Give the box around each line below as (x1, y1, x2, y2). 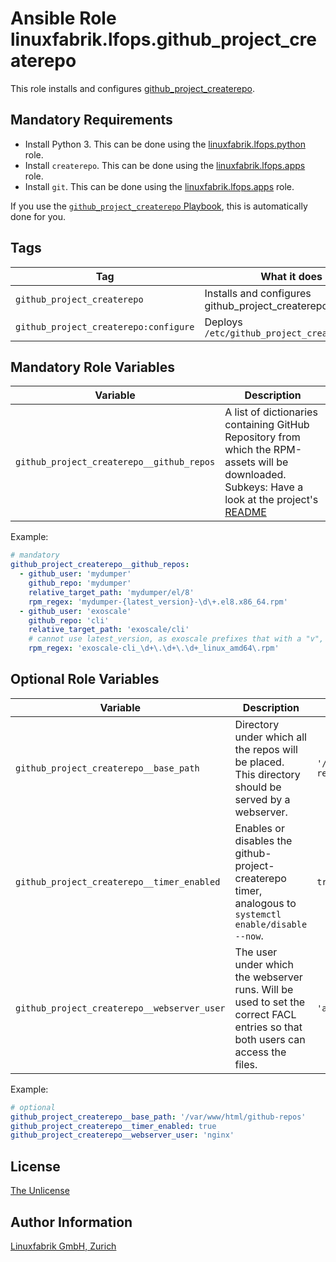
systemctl (234, 908, 282, 920)
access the (234, 1045, 287, 1059)
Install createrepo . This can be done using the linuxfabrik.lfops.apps (24, 159, 306, 171)
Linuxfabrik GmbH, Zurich (10, 1240, 117, 1252)
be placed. (234, 755, 285, 769)
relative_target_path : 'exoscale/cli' (28, 625, 190, 635)
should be (234, 780, 282, 794)
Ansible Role (10, 7, 117, 30)
